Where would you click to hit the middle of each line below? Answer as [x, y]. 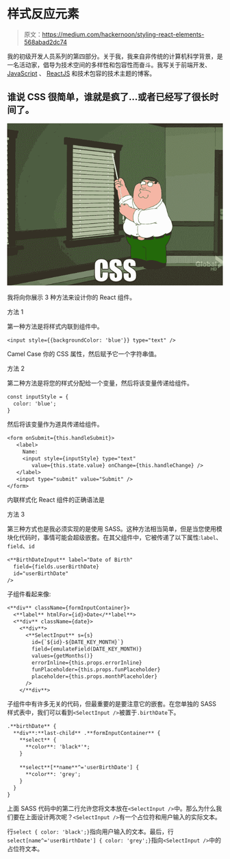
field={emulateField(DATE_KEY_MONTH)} [87, 649]
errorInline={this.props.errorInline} [87, 663]
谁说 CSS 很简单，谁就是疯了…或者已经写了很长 [108, 97]
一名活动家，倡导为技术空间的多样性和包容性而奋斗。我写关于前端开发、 [109, 64]
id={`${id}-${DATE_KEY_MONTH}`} [78, 642]
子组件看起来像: [29, 593]
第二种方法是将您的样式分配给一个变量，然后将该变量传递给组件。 [100, 383]
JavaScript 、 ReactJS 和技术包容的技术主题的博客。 [81, 73]
